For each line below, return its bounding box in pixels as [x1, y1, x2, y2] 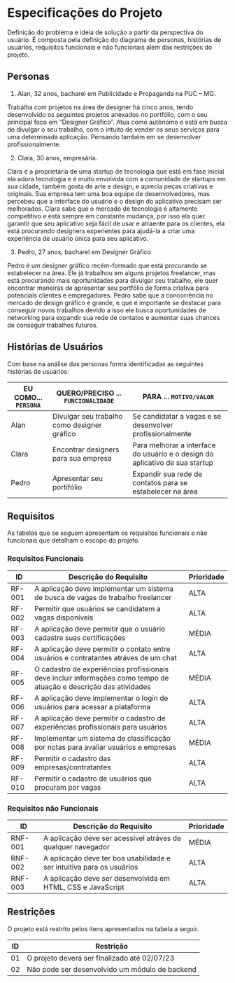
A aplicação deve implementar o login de [34, 693, 169, 703]
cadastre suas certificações [34, 632, 126, 642]
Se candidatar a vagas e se [132, 411, 222, 421]
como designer [52, 420, 103, 430]
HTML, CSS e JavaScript [43, 882, 124, 892]
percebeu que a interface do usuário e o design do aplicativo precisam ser [7, 197, 222, 205]
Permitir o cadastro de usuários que [34, 774, 152, 783]
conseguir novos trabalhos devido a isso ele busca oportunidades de [7, 306, 206, 314]
